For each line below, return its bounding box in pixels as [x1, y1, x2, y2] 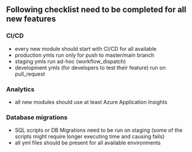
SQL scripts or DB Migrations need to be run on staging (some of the [14, 127, 183, 134]
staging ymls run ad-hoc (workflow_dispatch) [14, 57, 126, 64]
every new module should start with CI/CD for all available [14, 45, 157, 52]
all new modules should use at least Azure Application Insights [14, 98, 168, 105]
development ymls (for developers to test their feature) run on [14, 64, 166, 71]
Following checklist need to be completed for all [6, 5, 187, 15]
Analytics [6, 85, 34, 93]
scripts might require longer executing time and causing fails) [14, 133, 165, 140]
